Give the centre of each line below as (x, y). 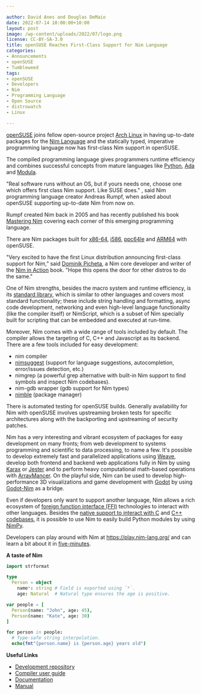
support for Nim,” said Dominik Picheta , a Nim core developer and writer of (99, 263)
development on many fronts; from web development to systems (86, 443)
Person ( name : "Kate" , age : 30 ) (51, 616)
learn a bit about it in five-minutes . (49, 543)
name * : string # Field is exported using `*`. (76, 588)
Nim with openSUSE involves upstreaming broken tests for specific (89, 413)
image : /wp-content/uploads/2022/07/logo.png (64, 34)
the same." (19, 276)
